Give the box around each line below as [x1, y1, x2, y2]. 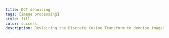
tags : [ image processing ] [5, 12, 59, 17]
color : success [5, 21, 37, 26]
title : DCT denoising [5, 7, 51, 12]
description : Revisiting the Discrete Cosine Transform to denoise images [5, 26, 165, 31]
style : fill [5, 16, 30, 21]
